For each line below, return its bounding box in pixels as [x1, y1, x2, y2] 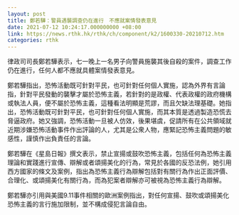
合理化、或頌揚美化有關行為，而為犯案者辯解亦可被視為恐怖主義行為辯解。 [7, 176, 225, 184]
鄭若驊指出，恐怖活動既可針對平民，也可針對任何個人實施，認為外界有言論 [7, 81, 225, 89]
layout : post [7, 10, 46, 18]
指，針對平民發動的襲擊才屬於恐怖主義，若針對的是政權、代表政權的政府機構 [7, 90, 232, 99]
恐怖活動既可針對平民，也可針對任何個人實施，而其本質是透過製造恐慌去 [19, 108, 232, 116]
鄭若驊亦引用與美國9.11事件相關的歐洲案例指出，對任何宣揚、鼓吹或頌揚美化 [7, 191, 230, 199]
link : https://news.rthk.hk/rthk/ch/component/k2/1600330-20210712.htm [7, 30, 224, 38]
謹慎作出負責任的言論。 [26, 134, 95, 143]
